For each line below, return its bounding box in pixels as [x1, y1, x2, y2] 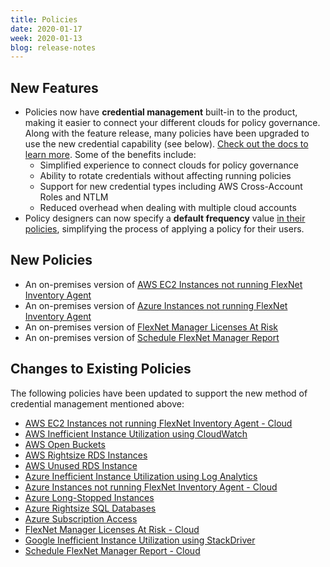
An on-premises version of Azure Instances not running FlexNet [24, 299, 288, 311]
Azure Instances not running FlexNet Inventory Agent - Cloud [24, 481, 278, 493]
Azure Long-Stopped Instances [24, 491, 155, 503]
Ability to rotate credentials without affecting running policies [39, 170, 292, 182]
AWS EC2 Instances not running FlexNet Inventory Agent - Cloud [24, 417, 293, 429]
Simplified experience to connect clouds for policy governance [39, 159, 299, 171]
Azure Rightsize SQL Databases [24, 502, 157, 514]
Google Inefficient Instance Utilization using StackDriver [24, 534, 256, 546]
